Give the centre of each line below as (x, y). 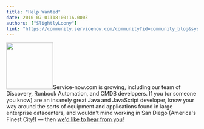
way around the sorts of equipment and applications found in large (90, 107)
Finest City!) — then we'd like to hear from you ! (65, 119)
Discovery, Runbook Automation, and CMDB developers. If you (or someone (101, 94)
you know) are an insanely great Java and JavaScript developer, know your (100, 100)
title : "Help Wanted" (34, 12)
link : (13, 29)
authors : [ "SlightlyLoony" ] (42, 23)
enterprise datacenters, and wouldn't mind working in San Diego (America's (101, 113)
